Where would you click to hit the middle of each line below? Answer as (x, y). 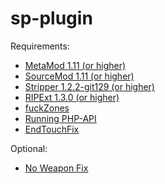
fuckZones (47, 108)
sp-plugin (51, 18)
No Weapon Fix (56, 168)
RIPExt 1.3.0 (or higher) (72, 97)
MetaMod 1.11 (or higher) (75, 65)
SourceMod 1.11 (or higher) (79, 76)
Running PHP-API (60, 118)
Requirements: (40, 46)
